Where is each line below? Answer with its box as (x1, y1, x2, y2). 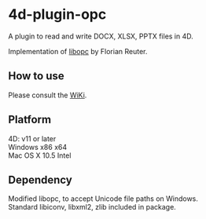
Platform (8, 113, 52, 126)
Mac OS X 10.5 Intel (8, 151, 72, 160)
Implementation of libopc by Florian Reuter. (8, 46, 148, 56)
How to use (8, 69, 64, 83)
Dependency (8, 173, 72, 186)
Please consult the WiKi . (8, 90, 87, 100)
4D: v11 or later (8, 133, 57, 143)
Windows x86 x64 (8, 142, 68, 151)
